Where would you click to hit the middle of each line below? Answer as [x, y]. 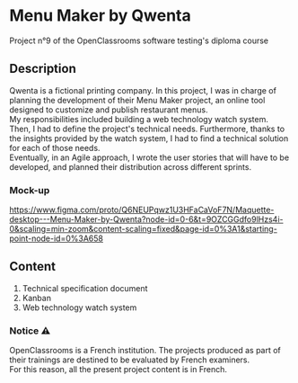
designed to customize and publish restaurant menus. [109, 110]
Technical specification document [85, 288]
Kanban [37, 298]
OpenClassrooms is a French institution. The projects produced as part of [145, 351]
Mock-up [30, 190]
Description [43, 69]
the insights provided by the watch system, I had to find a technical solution [149, 138]
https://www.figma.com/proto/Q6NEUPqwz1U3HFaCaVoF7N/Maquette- [142, 210]
